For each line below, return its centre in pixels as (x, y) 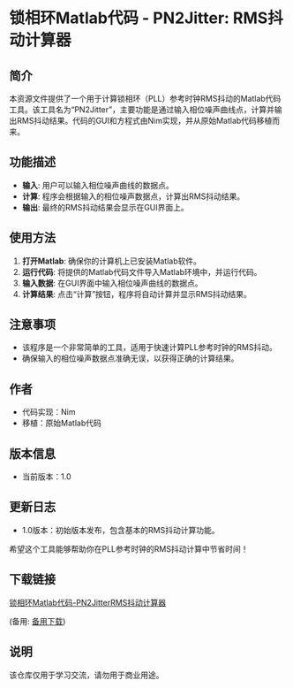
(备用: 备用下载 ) (38, 621)
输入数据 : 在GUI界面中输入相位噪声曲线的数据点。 (112, 283)
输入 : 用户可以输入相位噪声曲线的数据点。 (98, 185)
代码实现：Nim (49, 412)
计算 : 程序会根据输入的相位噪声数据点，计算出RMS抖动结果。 (133, 196)
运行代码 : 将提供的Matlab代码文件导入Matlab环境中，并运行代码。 (142, 271)
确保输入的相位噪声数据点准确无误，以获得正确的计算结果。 (130, 358)
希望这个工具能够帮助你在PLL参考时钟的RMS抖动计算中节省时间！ (129, 548)
